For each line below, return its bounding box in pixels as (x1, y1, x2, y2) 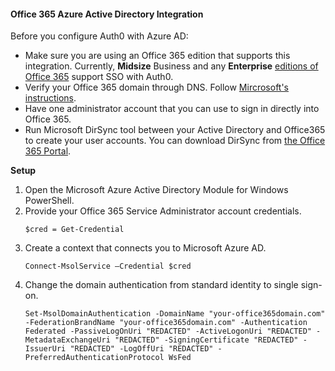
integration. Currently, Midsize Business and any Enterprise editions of (24, 60, 319, 72)
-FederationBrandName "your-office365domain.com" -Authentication (24, 318, 308, 328)
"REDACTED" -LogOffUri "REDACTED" (69, 344, 214, 354)
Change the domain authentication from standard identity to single (24, 279, 299, 291)
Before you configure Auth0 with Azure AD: (10, 30, 189, 42)
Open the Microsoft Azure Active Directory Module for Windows (24, 184, 289, 196)
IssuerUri (24, 344, 67, 354)
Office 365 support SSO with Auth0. (24, 71, 174, 83)
